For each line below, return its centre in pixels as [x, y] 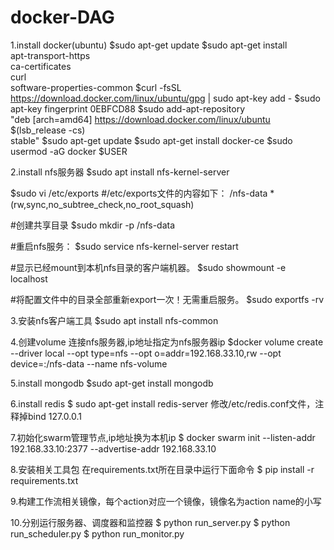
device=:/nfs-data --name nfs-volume [89, 363]
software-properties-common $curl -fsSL [96, 87]
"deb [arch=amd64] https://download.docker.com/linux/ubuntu [140, 119]
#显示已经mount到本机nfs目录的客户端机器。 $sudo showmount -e [148, 267]
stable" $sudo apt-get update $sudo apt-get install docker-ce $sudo [151, 140]
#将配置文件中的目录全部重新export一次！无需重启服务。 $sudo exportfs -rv [167, 299]
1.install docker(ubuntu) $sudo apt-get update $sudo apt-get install [149, 45]
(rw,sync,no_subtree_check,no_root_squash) [102, 204]
